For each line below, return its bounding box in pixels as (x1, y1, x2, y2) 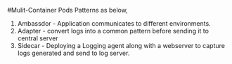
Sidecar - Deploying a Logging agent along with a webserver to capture (17, 42, 225, 49)
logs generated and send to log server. (17, 49, 130, 57)
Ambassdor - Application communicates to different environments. (17, 19, 211, 27)
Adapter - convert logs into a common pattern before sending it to (17, 27, 210, 35)
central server (17, 34, 58, 42)
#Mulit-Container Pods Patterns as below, (7, 6, 128, 14)
